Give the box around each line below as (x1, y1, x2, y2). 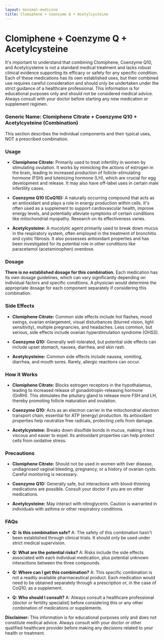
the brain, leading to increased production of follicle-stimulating (12, 170, 141, 176)
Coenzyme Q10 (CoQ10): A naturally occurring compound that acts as (12, 195, 155, 201)
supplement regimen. (5, 101, 48, 107)
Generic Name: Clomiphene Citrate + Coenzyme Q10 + (5, 113, 138, 120)
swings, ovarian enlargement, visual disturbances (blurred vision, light (12, 319, 154, 325)
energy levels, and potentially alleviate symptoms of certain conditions (12, 210, 155, 216)
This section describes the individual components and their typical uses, (5, 130, 151, 136)
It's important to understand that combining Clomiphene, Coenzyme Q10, (5, 59, 153, 65)
